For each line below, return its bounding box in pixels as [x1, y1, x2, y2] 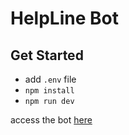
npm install [24, 86, 75, 96]
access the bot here [10, 114, 93, 126]
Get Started [10, 47, 84, 64]
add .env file [24, 73, 77, 85]
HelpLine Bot [10, 7, 119, 30]
